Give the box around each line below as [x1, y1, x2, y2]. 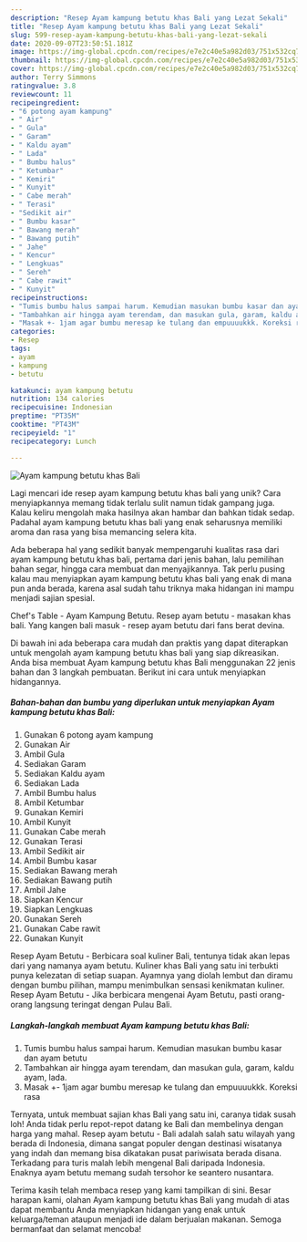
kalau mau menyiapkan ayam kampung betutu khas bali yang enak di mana [10, 573, 292, 584]
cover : [10, 65, 36, 74]
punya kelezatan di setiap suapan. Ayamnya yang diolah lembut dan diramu [10, 970, 293, 981]
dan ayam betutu [23, 1052, 87, 1063]
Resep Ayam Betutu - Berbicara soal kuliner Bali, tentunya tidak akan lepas [10, 950, 291, 962]
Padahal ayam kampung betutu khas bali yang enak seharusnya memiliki [10, 516, 283, 527]
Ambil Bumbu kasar [23, 855, 97, 866]
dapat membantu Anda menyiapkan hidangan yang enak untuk [10, 1205, 246, 1216]
